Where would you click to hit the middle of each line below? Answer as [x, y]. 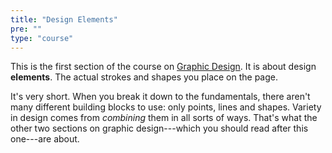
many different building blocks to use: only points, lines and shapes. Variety [166, 107]
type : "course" [42, 38]
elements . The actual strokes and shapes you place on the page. [144, 77]
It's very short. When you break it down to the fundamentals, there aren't [160, 97]
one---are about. [45, 139]
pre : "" [26, 29]
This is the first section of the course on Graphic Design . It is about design [163, 67]
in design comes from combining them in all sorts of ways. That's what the [164, 118]
